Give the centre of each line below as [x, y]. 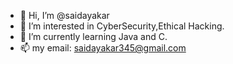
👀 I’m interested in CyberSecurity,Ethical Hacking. [122, 26]
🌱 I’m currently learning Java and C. [93, 36]
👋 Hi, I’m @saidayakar [64, 15]
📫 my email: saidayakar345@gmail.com [103, 48]
